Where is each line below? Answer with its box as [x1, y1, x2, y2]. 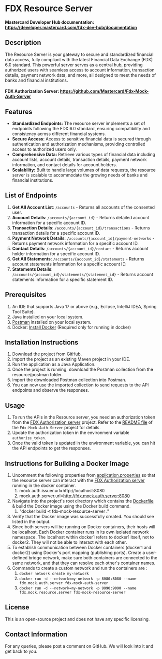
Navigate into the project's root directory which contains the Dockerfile [12, 498, 154, 504]
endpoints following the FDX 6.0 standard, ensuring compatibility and [12, 126, 150, 131]
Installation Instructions [5, 338, 79, 347]
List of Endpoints [5, 191, 57, 200]
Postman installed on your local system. [12, 319, 92, 325]
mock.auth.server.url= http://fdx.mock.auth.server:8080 [19, 493, 130, 499]
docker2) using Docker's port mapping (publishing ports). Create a [12, 550, 145, 555]
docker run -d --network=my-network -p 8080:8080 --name [19, 576, 137, 581]
